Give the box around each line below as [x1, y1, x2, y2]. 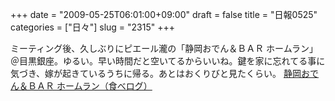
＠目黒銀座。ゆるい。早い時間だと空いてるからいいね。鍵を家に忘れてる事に [10, 55, 326, 67]
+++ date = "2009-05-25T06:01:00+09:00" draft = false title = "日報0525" [10, 9, 318, 20]
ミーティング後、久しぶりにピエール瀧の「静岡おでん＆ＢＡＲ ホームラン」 [10, 43, 318, 54]
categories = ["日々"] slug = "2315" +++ [10, 21, 175, 33]
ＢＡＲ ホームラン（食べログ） [27, 80, 153, 92]
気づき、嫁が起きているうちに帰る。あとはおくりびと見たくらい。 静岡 [10, 68, 302, 79]
